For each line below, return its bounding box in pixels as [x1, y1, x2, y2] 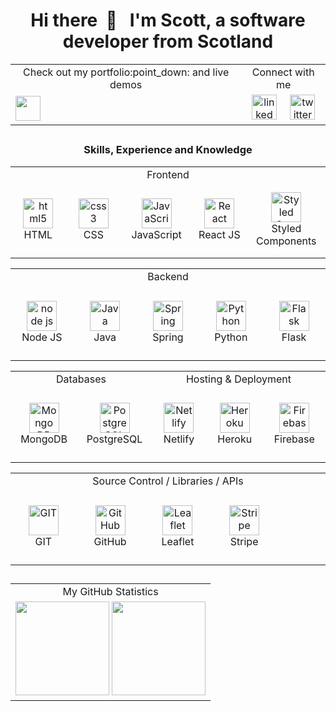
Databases [55, 372, 107, 386]
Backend [147, 270, 189, 284]
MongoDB [20, 432, 68, 446]
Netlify [163, 432, 195, 446]
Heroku [217, 432, 253, 446]
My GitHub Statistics [62, 585, 159, 599]
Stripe [229, 534, 259, 548]
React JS [198, 228, 241, 242]
